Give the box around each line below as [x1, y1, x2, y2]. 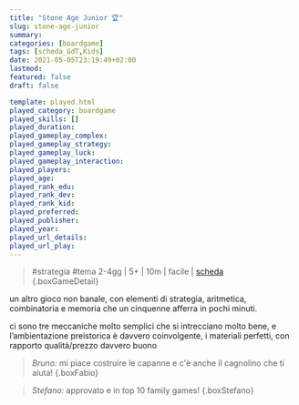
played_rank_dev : [9, 190, 76, 200]
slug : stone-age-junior [9, 22, 100, 31]
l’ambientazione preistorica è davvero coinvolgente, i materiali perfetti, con [9, 330, 290, 341]
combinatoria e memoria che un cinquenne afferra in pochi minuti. [9, 303, 258, 314]
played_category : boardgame [9, 106, 117, 115]
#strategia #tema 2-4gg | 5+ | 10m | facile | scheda [31, 266, 224, 278]
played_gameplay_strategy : [9, 140, 112, 149]
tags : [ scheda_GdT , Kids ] [9, 47, 104, 56]
